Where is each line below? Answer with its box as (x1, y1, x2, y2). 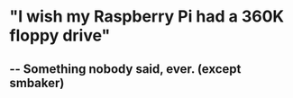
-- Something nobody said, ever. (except (9, 61, 242, 76)
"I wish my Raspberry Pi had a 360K (9, 6, 285, 27)
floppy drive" (9, 25, 111, 46)
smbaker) (9, 75, 65, 91)
